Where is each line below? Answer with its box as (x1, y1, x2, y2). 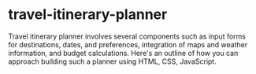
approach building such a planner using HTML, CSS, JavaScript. (8, 57, 217, 66)
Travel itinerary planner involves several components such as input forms (8, 31, 247, 41)
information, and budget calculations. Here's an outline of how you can (8, 48, 239, 57)
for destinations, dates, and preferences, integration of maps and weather (8, 39, 248, 49)
